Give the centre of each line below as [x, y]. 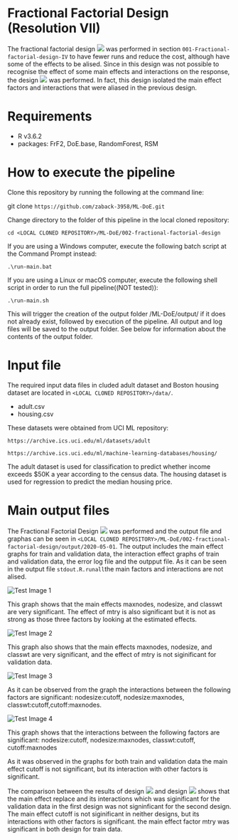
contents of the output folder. [50, 336]
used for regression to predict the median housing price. [90, 482]
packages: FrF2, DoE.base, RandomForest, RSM [88, 143]
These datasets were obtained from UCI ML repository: [88, 427]
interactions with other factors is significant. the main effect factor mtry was [118, 821]
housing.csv [36, 414]
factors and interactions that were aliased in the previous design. [102, 88]
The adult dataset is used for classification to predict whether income [109, 466]
